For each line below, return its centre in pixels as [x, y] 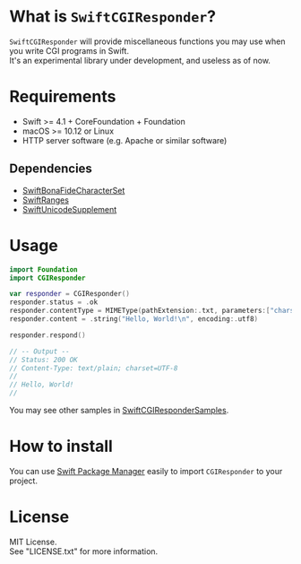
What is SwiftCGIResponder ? [113, 17]
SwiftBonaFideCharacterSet [73, 190]
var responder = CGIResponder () [69, 294]
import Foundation [43, 269]
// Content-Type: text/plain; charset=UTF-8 [94, 368]
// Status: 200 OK [43, 360]
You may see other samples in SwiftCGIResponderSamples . [119, 410]
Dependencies [51, 169]
